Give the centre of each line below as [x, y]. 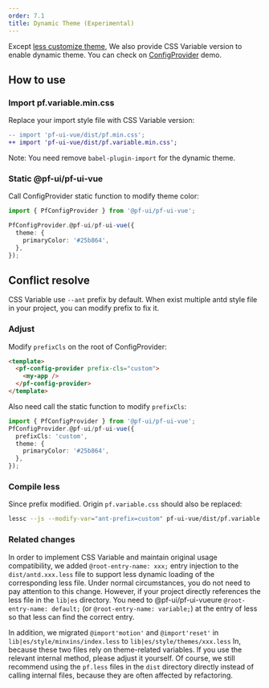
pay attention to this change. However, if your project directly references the [134, 591]
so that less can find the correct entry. [71, 616]
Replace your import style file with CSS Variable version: [102, 121]
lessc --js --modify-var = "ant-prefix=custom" [86, 519]
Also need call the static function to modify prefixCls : [98, 406]
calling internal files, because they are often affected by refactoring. [120, 675]
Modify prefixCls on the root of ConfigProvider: [88, 346]
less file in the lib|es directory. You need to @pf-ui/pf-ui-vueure [115, 600]
